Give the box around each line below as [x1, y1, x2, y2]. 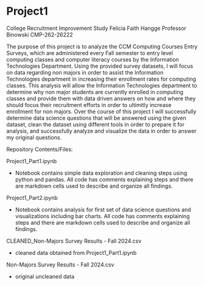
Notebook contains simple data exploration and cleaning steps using [15, 169, 188, 177]
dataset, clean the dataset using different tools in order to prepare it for [6, 120, 185, 128]
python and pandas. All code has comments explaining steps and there [15, 175, 194, 183]
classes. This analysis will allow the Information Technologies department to [6, 81, 197, 89]
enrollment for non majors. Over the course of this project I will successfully [6, 108, 197, 115]
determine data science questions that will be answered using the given [6, 114, 187, 122]
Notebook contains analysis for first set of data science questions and [15, 206, 191, 213]
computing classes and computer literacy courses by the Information [6, 56, 180, 63]
